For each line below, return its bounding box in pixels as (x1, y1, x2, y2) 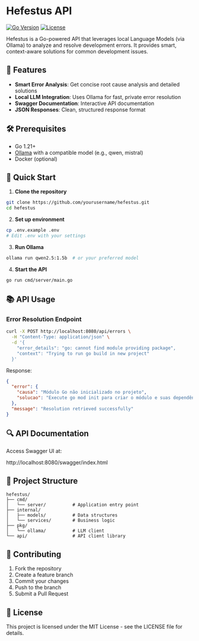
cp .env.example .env (6, 227, 60, 234)
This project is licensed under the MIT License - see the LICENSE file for (6, 623, 182, 630)
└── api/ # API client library (6, 533, 126, 539)
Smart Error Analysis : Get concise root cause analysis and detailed (14, 81, 180, 88)
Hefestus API (6, 4, 72, 18)
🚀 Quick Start (6, 172, 56, 182)
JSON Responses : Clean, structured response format (14, 106, 146, 113)
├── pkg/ (6, 523, 28, 529)
